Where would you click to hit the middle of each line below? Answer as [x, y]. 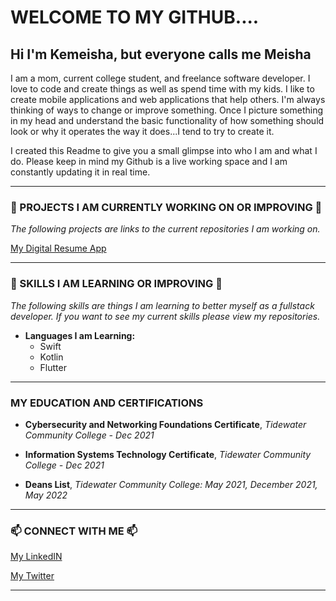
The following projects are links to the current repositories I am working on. [165, 229]
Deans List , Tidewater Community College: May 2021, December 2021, [171, 484]
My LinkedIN [36, 557]
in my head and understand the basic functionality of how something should [167, 120]
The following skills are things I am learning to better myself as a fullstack [162, 305]
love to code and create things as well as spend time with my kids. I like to [162, 89]
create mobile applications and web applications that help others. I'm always [168, 99]
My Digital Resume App [58, 248]
